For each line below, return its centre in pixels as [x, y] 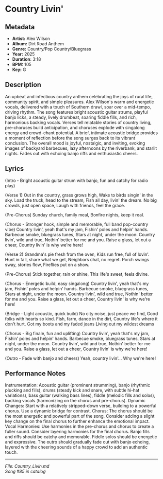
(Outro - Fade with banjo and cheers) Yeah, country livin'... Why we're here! [81, 358]
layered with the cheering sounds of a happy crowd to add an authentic [76, 447]
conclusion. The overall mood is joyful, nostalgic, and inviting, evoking [75, 143]
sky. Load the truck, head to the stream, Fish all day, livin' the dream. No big [81, 200]
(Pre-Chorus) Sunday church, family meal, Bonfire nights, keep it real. [75, 214]
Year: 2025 [23, 54]
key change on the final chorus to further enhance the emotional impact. [77, 421]
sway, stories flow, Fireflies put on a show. [47, 265]
